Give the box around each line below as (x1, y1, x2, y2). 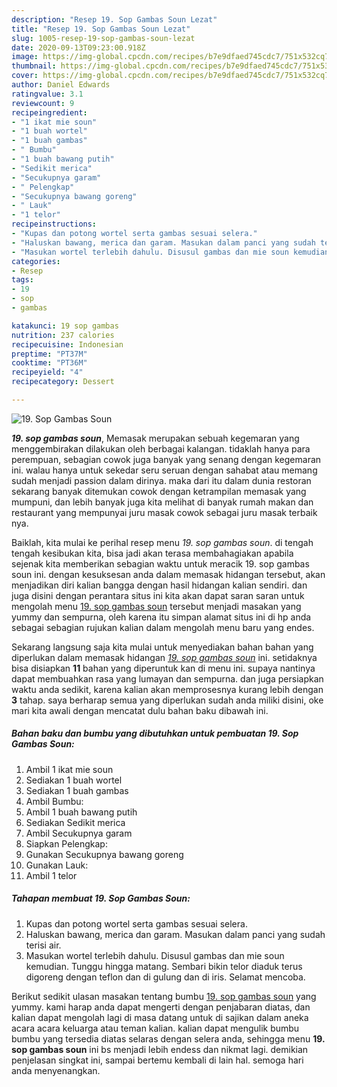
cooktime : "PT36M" (11, 358, 88, 368)
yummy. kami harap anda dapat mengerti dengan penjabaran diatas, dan (11, 1001, 311, 1013)
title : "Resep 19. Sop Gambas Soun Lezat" (11, 24, 191, 34)
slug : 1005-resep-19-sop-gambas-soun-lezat (11, 33, 196, 43)
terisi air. (25, 939, 62, 951)
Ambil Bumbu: (25, 795, 84, 807)
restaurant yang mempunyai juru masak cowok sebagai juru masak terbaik (11, 506, 318, 518)
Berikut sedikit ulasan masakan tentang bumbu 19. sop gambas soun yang (11, 990, 317, 1002)
